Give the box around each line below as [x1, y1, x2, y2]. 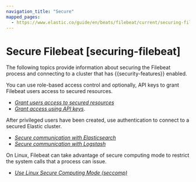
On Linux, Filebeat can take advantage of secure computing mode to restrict [6, 152, 190, 159]
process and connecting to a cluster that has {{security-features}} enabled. [6, 70, 187, 77]
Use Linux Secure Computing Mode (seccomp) [14, 169, 128, 176]
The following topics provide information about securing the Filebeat [6, 64, 171, 71]
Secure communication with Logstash [14, 140, 106, 147]
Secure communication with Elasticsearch [14, 134, 117, 141]
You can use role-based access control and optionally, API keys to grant [6, 81, 180, 88]
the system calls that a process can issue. [6, 158, 107, 165]
